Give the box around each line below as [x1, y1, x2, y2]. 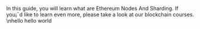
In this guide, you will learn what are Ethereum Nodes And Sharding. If [6, 5, 179, 12]
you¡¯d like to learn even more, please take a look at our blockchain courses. [6, 11, 195, 18]
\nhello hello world [6, 17, 52, 24]
